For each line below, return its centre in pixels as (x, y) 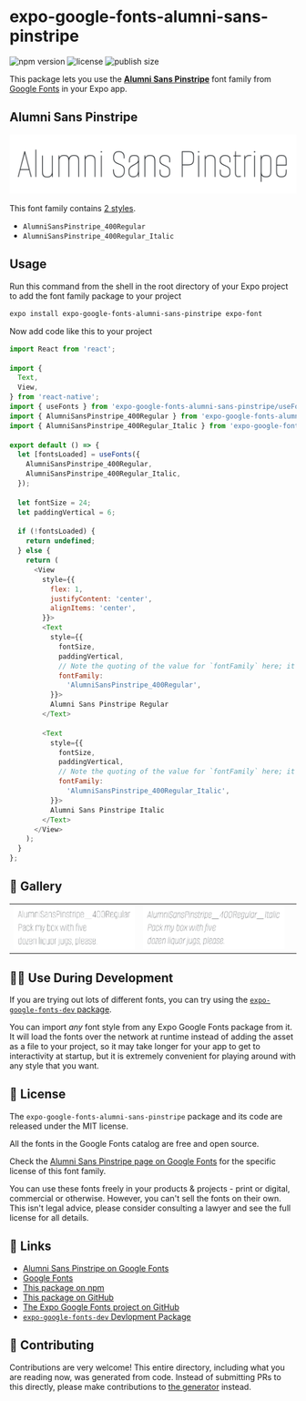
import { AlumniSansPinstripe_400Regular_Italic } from (117, 425)
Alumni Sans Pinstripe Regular (109, 705)
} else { (34, 551)
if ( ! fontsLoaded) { (56, 532)
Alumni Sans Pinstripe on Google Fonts (96, 1268)
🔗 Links (31, 1247)
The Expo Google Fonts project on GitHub (101, 1307)
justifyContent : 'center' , (101, 598)
